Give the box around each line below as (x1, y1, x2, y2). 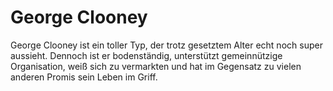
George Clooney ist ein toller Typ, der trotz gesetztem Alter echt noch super (10, 39, 323, 51)
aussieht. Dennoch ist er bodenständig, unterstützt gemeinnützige (10, 49, 283, 61)
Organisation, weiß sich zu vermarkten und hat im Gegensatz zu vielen (10, 60, 302, 72)
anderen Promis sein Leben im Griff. (10, 71, 158, 83)
